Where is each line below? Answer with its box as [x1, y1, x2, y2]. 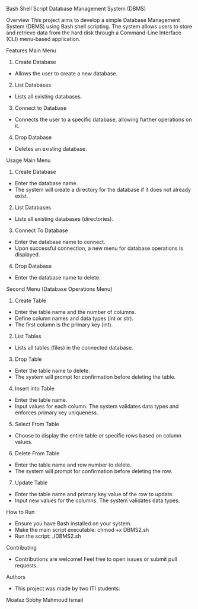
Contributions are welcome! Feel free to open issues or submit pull [14, 556, 177, 563]
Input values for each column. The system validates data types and [14, 403, 179, 410]
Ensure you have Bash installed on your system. [14, 520, 132, 527]
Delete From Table [14, 450, 60, 456]
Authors [6, 573, 25, 581]
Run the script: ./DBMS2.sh [14, 532, 81, 540]
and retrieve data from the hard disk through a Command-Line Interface [6, 29, 182, 36]
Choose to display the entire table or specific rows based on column [14, 432, 182, 439]
